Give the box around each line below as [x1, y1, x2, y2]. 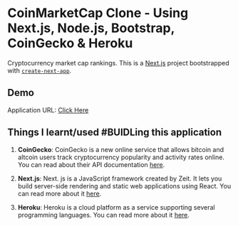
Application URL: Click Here [7, 105, 89, 114]
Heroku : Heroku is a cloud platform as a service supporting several [17, 203, 215, 211]
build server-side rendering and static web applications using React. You [17, 181, 232, 190]
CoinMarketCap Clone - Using [7, 5, 189, 21]
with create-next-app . [7, 66, 72, 75]
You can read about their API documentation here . [17, 160, 165, 168]
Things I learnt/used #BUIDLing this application [7, 127, 222, 139]
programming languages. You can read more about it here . [17, 210, 190, 219]
